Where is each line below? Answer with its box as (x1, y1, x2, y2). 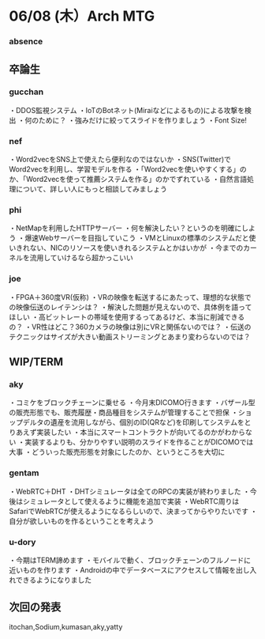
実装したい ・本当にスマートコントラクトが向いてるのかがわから (35, 428, 246, 437)
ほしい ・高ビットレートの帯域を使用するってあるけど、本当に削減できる (9, 312, 245, 321)
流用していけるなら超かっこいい (29, 253, 133, 263)
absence (9, 36, 43, 47)
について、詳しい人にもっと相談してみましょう (15, 184, 168, 194)
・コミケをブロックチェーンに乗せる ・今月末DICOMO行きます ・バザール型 (9, 398, 256, 407)
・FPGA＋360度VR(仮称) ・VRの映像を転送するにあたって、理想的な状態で (9, 292, 252, 301)
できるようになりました (15, 575, 92, 584)
